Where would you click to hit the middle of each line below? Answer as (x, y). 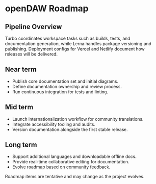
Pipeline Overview (34, 27)
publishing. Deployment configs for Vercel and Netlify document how (75, 49)
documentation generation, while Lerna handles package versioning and (78, 44)
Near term (21, 69)
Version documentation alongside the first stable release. (70, 129)
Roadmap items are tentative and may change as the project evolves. (75, 177)
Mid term (19, 107)
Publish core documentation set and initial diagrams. (65, 81)
